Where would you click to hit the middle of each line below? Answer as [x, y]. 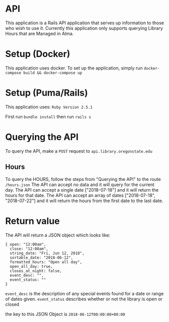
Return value [33, 221]
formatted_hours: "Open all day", [46, 262]
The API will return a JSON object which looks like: [58, 235]
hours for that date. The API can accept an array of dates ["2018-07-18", [80, 195]
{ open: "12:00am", [26, 244]
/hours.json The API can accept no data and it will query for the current [80, 185]
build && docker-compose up [53, 73]
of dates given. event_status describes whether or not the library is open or [84, 299]
